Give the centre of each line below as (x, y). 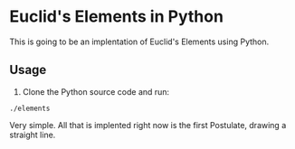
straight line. (33, 135)
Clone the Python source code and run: (96, 91)
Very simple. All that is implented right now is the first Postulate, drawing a (148, 125)
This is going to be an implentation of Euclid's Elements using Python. (139, 42)
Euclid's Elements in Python (117, 17)
